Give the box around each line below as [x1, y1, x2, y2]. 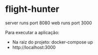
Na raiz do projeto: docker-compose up [12, 39, 93, 45]
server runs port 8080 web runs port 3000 [5, 20, 93, 26]
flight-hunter [5, 3, 59, 15]
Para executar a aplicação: [5, 29, 59, 35]
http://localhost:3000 [12, 44, 56, 50]
